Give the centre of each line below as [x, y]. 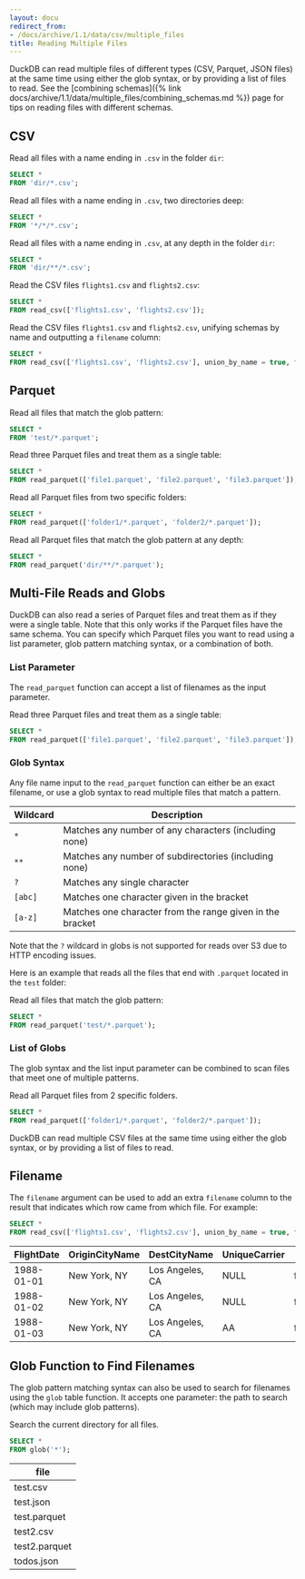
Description [177, 814]
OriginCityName [104, 1255]
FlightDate [37, 1255]
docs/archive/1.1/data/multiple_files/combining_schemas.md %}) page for [147, 98]
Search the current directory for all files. [84, 1424]
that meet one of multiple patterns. [74, 1078]
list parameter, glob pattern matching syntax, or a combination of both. [142, 644]
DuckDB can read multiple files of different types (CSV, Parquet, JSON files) [151, 69]
